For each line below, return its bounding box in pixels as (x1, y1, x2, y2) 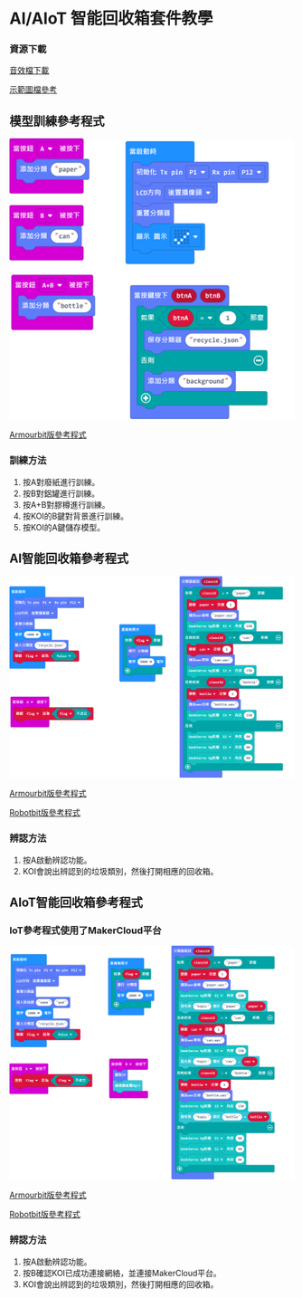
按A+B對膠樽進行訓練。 (22, 499, 110, 510)
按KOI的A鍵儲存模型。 (22, 521, 106, 532)
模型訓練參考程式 (9, 113, 105, 129)
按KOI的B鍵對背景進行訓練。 (22, 511, 129, 521)
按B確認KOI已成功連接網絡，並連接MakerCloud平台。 (22, 1267, 222, 1278)
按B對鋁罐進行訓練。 (22, 488, 99, 499)
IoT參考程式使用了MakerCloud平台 (9, 924, 162, 937)
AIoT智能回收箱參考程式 (9, 895, 143, 911)
